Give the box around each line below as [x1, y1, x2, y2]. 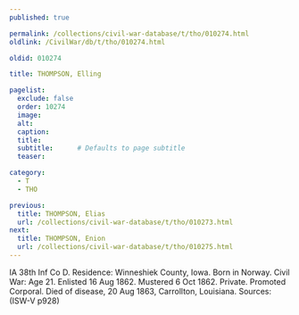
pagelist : [9, 86, 46, 95]
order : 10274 [17, 103, 66, 112]
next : [9, 226, 29, 235]
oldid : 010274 [9, 54, 62, 62]
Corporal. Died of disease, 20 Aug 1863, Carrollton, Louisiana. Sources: [9, 286, 272, 296]
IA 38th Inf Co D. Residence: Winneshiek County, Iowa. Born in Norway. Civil [9, 267, 290, 278]
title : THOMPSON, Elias [17, 209, 105, 219]
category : [9, 169, 46, 178]
